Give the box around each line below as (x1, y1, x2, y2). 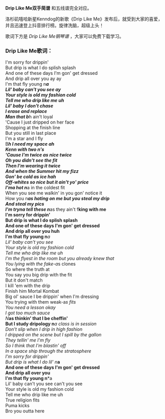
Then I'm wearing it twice (5, 163, 61, 169)
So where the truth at (5, 266, 50, 272)
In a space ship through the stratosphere (5, 348, 91, 354)
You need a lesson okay (5, 305, 56, 311)
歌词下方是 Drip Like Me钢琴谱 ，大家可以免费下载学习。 (5, 33, 124, 39)
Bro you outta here (5, 408, 45, 414)
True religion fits (5, 397, 40, 403)
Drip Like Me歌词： (5, 47, 53, 54)
